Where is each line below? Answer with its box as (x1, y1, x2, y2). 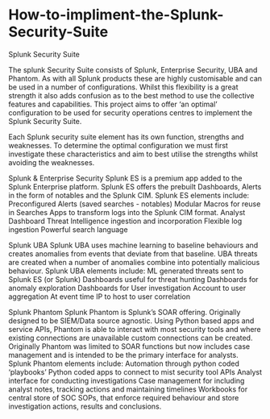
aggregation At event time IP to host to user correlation (8, 292, 191, 301)
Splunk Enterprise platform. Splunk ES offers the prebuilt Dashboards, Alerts (8, 181, 262, 191)
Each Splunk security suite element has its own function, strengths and (8, 131, 244, 142)
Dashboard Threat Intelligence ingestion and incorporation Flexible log (8, 216, 243, 226)
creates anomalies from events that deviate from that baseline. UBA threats (8, 248, 258, 259)
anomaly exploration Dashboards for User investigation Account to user (8, 283, 247, 292)
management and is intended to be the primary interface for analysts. (8, 350, 239, 359)
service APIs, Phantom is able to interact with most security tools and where (8, 324, 262, 334)
